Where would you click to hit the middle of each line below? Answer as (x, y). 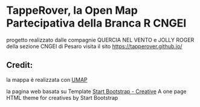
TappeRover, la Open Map (72, 11)
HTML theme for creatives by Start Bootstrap (62, 97)
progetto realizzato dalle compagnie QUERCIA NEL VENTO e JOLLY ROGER (100, 40)
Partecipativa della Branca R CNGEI (96, 23)
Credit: (20, 65)
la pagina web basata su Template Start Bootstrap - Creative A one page (96, 91)
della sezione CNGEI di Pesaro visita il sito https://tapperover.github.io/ (94, 46)
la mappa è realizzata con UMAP (47, 79)
